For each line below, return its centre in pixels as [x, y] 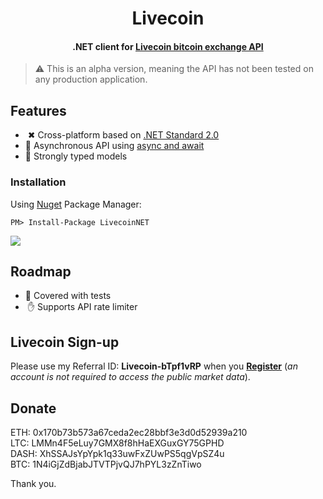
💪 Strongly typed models [76, 156]
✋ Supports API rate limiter [82, 307]
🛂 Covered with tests [68, 296]
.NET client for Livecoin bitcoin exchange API [168, 46]
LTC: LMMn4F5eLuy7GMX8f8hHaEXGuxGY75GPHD [117, 443]
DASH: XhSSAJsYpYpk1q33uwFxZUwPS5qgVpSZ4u [117, 453]
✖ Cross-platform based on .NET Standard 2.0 [123, 135]
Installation [38, 182]
